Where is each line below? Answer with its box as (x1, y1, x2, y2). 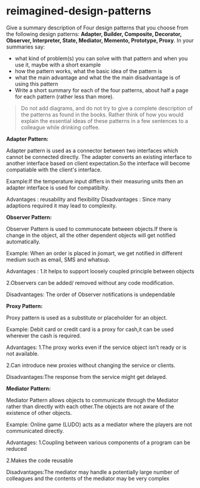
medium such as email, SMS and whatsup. (6, 256, 110, 263)
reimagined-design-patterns (6, 4, 152, 18)
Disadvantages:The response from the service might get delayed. (6, 373, 167, 380)
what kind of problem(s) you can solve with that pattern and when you (14, 55, 188, 62)
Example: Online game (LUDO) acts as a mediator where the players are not (6, 421, 192, 428)
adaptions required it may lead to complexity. (6, 202, 118, 209)
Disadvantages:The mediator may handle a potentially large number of (6, 468, 179, 475)
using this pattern (14, 80, 59, 88)
